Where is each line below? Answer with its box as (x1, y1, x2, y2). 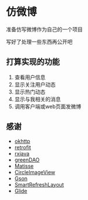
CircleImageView (14, 168, 55, 175)
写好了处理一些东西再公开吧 (6, 38, 73, 45)
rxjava (14, 150, 30, 157)
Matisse (14, 162, 34, 170)
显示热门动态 (14, 88, 45, 95)
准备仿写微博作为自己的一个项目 (6, 26, 83, 33)
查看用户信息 (14, 74, 45, 81)
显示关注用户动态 (14, 81, 56, 88)
